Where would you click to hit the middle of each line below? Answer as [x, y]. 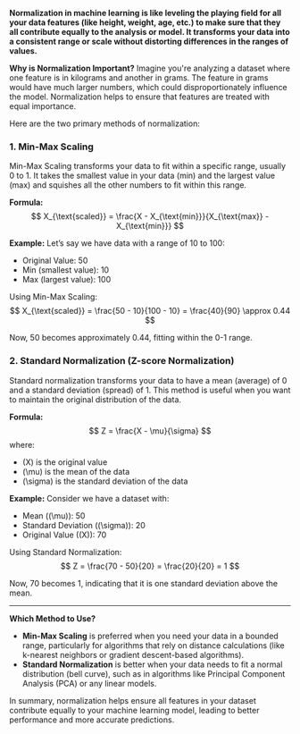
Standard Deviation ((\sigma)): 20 [83, 525]
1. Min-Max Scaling [51, 147]
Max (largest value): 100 [67, 280]
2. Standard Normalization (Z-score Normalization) [122, 361]
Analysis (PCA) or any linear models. [89, 683]
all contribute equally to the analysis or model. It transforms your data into [150, 32]
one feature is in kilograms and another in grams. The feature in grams [139, 78]
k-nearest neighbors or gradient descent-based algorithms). [133, 654]
